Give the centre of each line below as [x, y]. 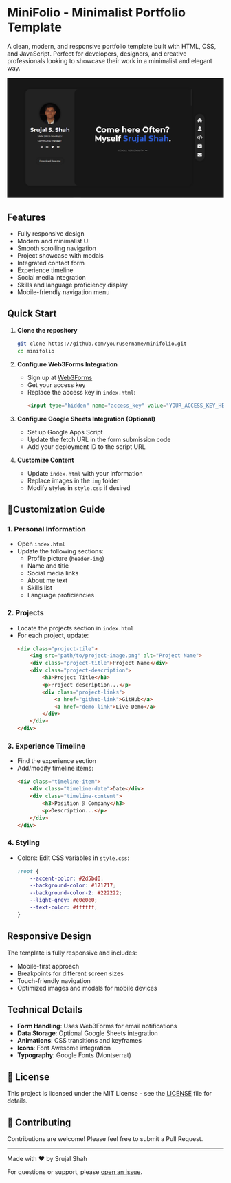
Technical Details [45, 1009]
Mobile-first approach [48, 966]
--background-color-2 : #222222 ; [76, 893]
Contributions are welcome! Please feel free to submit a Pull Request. [105, 1139]
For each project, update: [53, 635]
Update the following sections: [60, 551]
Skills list [40, 588]
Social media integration [51, 278]
